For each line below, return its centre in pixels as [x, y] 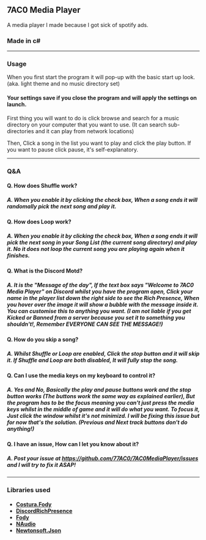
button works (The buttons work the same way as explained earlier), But [101, 396]
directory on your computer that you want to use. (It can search [87, 125]
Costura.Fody [34, 504]
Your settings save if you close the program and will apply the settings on [102, 98]
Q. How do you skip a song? [43, 339]
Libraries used [29, 490]
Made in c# [24, 40]
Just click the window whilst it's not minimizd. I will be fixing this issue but [103, 415]
